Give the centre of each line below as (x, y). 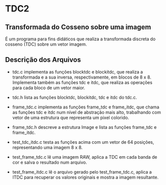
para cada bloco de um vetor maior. (49, 88)
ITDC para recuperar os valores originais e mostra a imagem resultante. (85, 177)
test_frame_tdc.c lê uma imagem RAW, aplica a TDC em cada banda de (85, 157)
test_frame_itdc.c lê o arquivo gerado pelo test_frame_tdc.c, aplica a (82, 172)
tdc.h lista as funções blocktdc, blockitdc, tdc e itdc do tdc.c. (75, 97)
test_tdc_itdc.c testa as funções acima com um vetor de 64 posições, (83, 142)
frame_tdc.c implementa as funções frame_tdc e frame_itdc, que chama (86, 107)
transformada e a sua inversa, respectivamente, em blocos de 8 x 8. (82, 77)
